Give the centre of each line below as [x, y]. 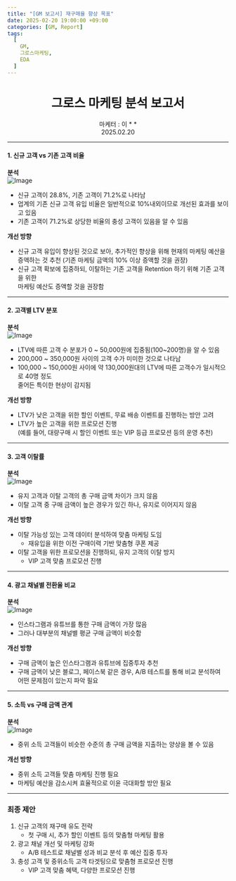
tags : [15, 33]
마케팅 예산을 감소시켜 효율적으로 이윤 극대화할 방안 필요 [94, 782]
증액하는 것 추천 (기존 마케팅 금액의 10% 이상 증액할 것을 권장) [103, 260]
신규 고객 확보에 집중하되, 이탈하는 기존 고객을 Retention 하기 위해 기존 [114, 269]
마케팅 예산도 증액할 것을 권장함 [60, 286]
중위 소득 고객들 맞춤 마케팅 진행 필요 [68, 774]
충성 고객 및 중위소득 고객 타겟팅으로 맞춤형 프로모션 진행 [95, 861]
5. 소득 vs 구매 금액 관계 [40, 704]
